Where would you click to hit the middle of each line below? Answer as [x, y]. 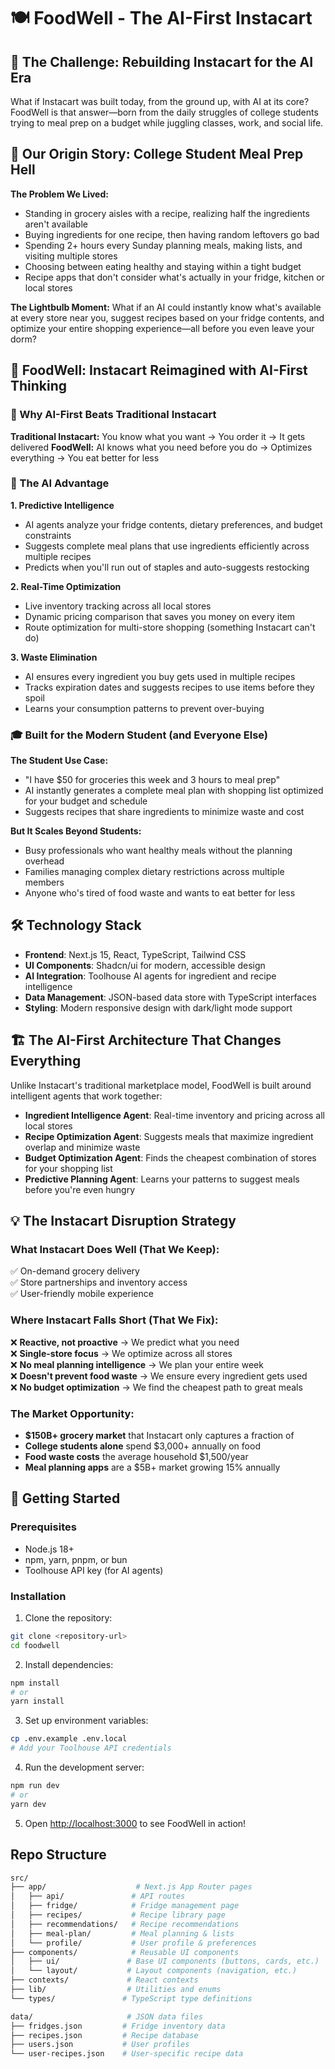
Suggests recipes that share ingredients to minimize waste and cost [164, 812]
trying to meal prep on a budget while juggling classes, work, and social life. [167, 123]
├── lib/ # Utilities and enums [116, 1990]
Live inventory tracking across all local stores [118, 606]
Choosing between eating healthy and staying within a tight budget [163, 266]
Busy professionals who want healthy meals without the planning [158, 851]
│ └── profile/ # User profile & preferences [133, 1943]
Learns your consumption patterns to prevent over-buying [144, 708]
